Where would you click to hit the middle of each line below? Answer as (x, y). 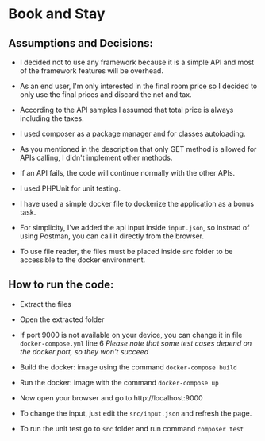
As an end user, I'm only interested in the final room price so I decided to (138, 86)
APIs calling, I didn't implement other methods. (96, 157)
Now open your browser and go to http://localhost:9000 (111, 397)
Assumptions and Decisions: (81, 43)
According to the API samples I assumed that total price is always (127, 110)
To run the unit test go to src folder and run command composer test (132, 428)
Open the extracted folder (62, 319)
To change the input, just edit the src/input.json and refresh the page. (136, 413)
